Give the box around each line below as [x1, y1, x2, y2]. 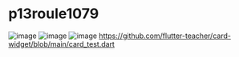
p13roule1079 [8, 5, 99, 23]
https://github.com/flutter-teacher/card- [99, 31, 231, 40]
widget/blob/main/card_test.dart [8, 39, 115, 48]
